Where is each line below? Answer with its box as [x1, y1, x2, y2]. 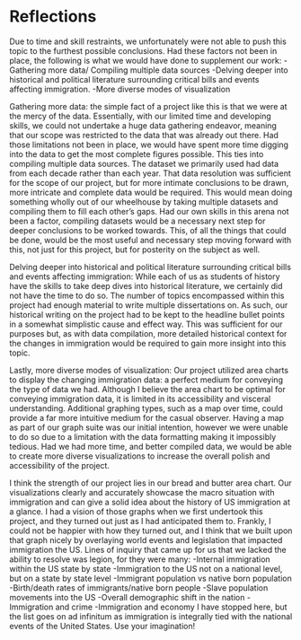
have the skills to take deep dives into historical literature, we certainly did [9, 280, 283, 291]
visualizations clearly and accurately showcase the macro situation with [9, 487, 275, 497]
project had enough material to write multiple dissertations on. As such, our [9, 299, 288, 311]
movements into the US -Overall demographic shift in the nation [9, 592, 245, 602]
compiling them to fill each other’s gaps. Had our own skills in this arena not [9, 206, 289, 216]
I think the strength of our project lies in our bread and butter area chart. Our [9, 478, 292, 488]
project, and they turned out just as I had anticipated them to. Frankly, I [9, 515, 271, 526]
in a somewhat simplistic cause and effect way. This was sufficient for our [9, 319, 283, 329]
